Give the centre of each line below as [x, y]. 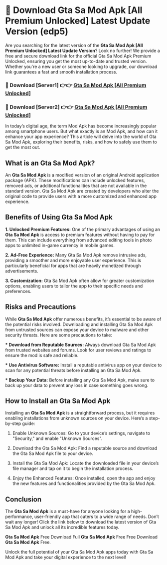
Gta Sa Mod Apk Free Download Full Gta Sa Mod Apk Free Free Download [82, 537]
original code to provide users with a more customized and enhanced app [81, 196]
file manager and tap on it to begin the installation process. [73, 468]
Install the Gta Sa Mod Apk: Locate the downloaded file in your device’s [85, 463]
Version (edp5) [37, 31]
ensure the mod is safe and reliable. [42, 355]
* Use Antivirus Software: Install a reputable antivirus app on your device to [83, 365]
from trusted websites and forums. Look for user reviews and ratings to [78, 350]
